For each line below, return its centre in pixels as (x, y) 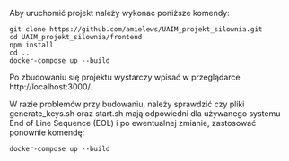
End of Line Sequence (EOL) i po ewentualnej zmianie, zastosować (133, 123)
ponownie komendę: (47, 132)
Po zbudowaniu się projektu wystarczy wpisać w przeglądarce (125, 77)
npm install (31, 45)
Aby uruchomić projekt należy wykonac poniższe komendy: (120, 13)
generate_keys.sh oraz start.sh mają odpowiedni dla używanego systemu (145, 114)
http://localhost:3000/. (51, 87)
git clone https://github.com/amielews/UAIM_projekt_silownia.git (136, 30)
